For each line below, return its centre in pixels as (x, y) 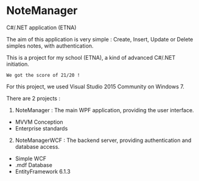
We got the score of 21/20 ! (43, 75)
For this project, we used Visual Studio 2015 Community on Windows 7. (95, 87)
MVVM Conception (39, 122)
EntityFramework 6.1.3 (43, 171)
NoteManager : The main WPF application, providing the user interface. (104, 110)
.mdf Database (34, 165)
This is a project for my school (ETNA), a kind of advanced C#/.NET (91, 57)
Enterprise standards (41, 128)
